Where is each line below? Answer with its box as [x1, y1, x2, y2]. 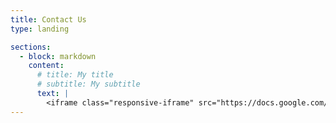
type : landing [10, 24, 70, 34]
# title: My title [36, 70, 114, 80]
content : [28, 61, 65, 71]
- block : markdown [19, 51, 97, 61]
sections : [10, 42, 52, 52]
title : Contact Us [10, 14, 87, 25]
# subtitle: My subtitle [36, 79, 141, 90]
